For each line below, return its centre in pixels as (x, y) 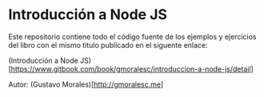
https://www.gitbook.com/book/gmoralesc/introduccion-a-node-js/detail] (132, 68)
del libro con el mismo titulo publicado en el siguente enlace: (108, 45)
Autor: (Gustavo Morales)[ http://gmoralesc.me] (86, 84)
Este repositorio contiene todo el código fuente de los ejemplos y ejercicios (132, 37)
